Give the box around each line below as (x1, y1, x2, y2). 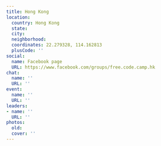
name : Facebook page (11, 58, 62, 64)
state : (11, 25, 28, 32)
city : (11, 31, 26, 37)
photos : (6, 120, 26, 126)
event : (6, 86, 23, 92)
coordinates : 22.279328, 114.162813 (11, 42, 102, 48)
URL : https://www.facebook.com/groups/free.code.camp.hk (11, 64, 156, 70)
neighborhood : (11, 36, 46, 42)
